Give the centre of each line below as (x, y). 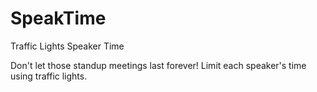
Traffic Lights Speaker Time (67, 46)
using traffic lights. (49, 76)
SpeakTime (58, 18)
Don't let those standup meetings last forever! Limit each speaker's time (158, 65)
